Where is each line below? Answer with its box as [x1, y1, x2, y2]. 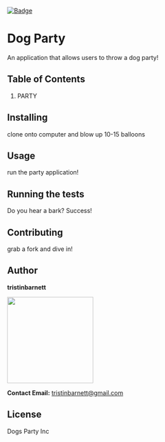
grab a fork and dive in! [7, 245, 74, 253]
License [7, 409, 42, 421]
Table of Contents [7, 73, 86, 86]
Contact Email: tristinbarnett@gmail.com [7, 388, 124, 396]
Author [7, 265, 38, 277]
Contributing [7, 226, 63, 238]
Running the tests [7, 188, 85, 200]
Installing [7, 112, 48, 123]
